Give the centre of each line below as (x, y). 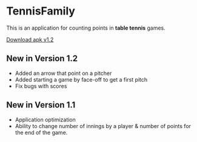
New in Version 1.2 (42, 59)
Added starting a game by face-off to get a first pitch (81, 79)
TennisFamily (41, 11)
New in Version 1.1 (41, 105)
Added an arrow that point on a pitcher (63, 73)
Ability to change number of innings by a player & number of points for (103, 126)
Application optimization (45, 120)
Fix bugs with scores (41, 86)
